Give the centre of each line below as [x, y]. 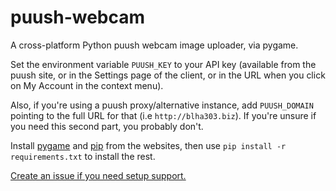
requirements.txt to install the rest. [83, 156]
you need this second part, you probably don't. [107, 126]
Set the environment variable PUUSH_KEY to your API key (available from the [163, 64]
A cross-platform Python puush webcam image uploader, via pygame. [154, 45]
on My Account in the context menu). [87, 85]
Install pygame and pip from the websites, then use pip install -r [148, 145]
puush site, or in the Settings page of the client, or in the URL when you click [168, 75]
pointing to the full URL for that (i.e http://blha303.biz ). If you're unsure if [163, 115]
